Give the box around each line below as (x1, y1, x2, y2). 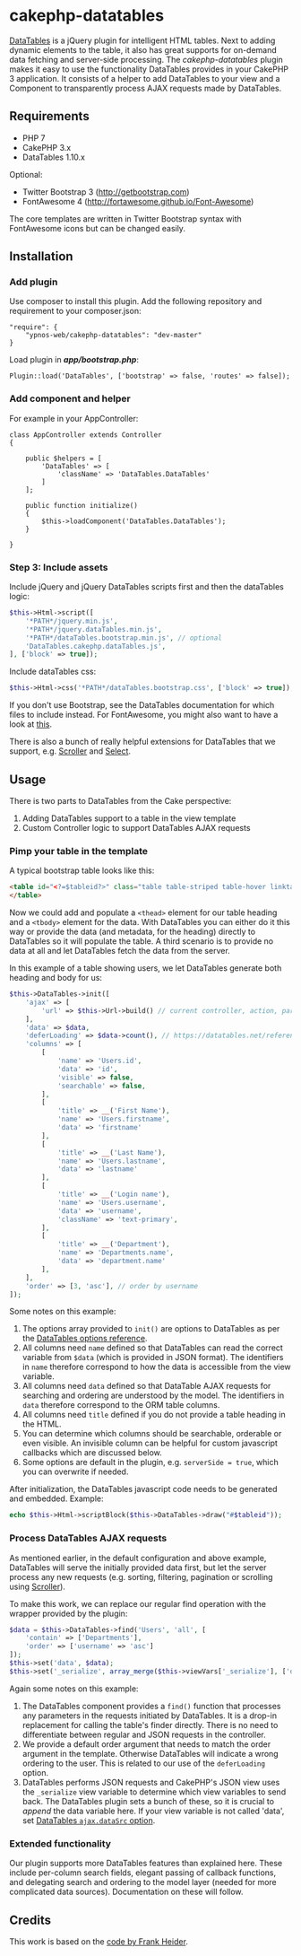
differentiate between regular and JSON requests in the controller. (21, 1729, 266, 1740)
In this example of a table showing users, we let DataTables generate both (9, 963, 282, 974)
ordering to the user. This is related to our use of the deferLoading (21, 1758, 266, 1768)
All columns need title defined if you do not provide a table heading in (21, 1410, 286, 1420)
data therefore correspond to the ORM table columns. (21, 1400, 220, 1410)
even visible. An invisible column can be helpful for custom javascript (21, 1437, 278, 1449)
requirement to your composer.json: (9, 306, 142, 317)
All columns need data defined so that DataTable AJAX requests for (21, 1381, 271, 1392)
